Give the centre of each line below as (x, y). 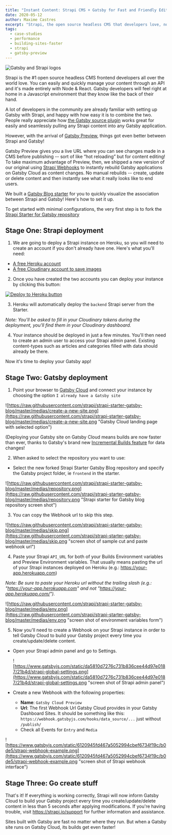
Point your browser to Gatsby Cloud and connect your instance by (82, 390)
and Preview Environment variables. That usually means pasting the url (88, 562)
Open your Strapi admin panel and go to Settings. (65, 651)
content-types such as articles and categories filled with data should (85, 346)
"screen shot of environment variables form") (115, 620)
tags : (11, 29)
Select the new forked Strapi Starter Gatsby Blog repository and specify (88, 468)
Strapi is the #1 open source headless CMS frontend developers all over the (85, 77)
